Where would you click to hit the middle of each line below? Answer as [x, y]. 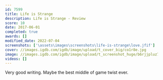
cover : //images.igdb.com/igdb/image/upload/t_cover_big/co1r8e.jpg [76, 50]
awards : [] [16, 37]
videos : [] [16, 59]
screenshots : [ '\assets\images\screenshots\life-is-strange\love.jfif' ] [80, 45]
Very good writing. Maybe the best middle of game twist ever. [67, 72]
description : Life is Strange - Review [45, 18]
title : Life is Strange [29, 14]
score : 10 [15, 23]
